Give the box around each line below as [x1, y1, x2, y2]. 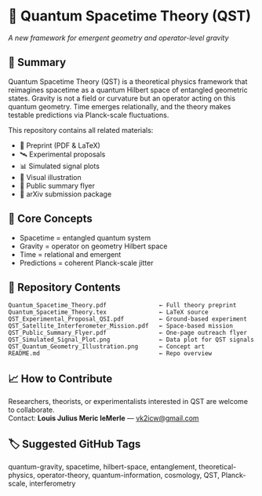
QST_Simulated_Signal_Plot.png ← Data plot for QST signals [8, 336, 255, 344]
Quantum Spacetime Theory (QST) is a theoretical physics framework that [8, 76, 248, 86]
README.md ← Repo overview [8, 350, 213, 358]
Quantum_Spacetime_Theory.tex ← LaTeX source [8, 308, 209, 317]
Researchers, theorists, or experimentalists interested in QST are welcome [8, 397, 249, 406]
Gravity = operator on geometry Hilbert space [19, 241, 168, 251]
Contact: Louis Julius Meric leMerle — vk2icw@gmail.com [8, 413, 199, 423]
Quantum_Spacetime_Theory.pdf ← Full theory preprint [8, 302, 237, 310]
